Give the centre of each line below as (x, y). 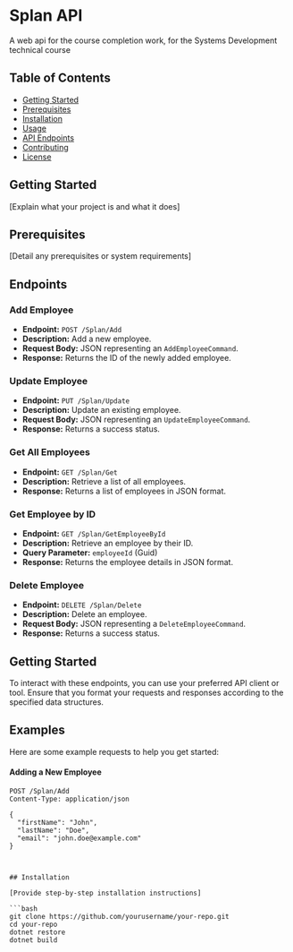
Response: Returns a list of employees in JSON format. (124, 491)
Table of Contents (60, 78)
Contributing (45, 147)
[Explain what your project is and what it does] (95, 206)
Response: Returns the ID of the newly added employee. (127, 358)
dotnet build (33, 940)
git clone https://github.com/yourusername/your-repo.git (119, 917)
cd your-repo (33, 925)
